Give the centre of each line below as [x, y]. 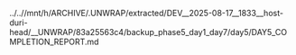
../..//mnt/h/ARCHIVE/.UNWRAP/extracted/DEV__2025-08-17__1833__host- [147, 13]
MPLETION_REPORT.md [54, 41]
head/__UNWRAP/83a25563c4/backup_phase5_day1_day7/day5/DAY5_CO [148, 32]
